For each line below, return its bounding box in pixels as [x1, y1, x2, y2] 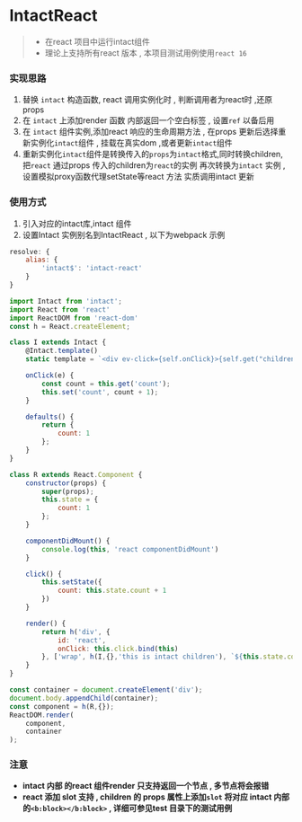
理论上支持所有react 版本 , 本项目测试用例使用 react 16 [44, 47, 247, 58]
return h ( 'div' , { [41, 627, 111, 636]
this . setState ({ [41, 578, 102, 587]
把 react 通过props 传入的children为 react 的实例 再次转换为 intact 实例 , [22, 160, 286, 171]
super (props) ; [41, 487, 94, 496]
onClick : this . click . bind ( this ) [57, 644, 179, 653]
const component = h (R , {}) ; [9, 702, 115, 711]
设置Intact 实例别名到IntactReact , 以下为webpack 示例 [22, 229, 226, 240]
